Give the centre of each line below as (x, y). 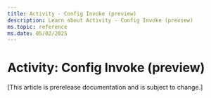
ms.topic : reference (38, 27)
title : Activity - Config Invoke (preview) (72, 14)
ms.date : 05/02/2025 (38, 33)
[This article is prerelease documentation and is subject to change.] (105, 87)
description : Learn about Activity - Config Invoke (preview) (100, 20)
